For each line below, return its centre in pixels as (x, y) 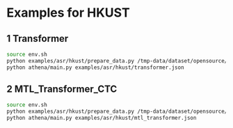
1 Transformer (38, 39)
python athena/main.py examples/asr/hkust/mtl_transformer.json (102, 118)
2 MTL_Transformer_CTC (62, 89)
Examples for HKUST (68, 13)
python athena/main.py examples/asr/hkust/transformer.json (96, 67)
